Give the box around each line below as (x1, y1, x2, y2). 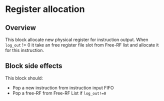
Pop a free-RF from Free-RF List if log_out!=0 (12, 90, 106, 96)
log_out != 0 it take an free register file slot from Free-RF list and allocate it (5, 42, 159, 48)
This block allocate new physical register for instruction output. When (5, 36, 148, 42)
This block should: (5, 75, 43, 81)
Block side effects (5, 61, 62, 70)
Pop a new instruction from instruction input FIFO (12, 84, 114, 90)
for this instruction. (5, 47, 44, 53)
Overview (5, 23, 36, 32)
